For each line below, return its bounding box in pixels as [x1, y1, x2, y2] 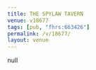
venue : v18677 [7, 17, 49, 24]
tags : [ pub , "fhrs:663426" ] [7, 23, 90, 30]
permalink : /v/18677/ [7, 30, 71, 37]
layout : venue [7, 37, 49, 44]
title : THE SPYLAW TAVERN [7, 10, 83, 18]
